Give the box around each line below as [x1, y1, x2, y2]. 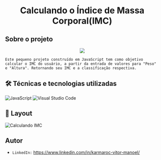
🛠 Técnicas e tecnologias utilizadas [5, 80, 117, 88]
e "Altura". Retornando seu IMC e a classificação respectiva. [5, 66, 137, 71]
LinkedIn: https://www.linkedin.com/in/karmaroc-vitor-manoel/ [12, 150, 140, 156]
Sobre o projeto [5, 35, 53, 43]
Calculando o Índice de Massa [20, 5, 145, 16]
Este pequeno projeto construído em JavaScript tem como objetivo [5, 57, 143, 62]
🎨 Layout [5, 109, 33, 118]
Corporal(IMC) [52, 15, 113, 27]
